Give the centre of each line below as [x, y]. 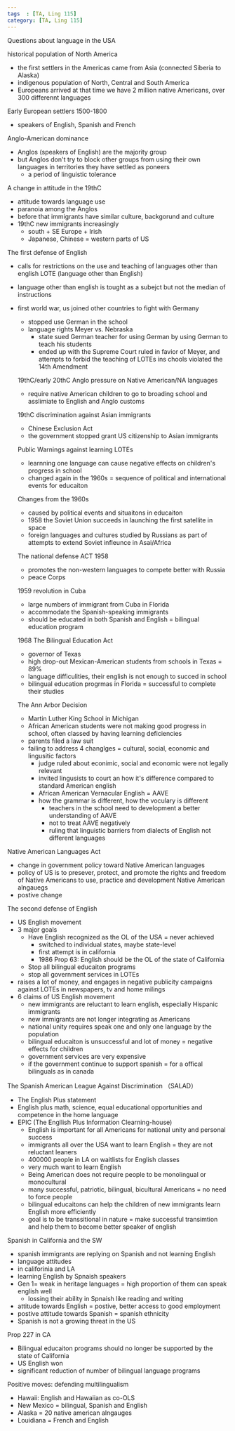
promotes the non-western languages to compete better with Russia [127, 569]
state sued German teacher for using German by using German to [133, 336]
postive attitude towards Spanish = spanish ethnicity [93, 1313]
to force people [50, 1196]
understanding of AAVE [83, 815]
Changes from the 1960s [53, 499]
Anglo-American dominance [48, 138]
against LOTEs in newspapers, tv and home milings [91, 989]
